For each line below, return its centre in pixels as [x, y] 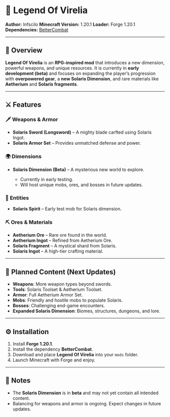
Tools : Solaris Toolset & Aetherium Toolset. [57, 289]
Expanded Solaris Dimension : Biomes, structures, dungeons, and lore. [86, 311]
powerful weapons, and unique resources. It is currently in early [72, 68]
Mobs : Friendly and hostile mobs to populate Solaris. [68, 300]
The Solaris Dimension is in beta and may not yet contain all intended [86, 393]
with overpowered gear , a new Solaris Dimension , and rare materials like [82, 78]
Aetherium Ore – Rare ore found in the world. [60, 235]
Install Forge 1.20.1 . [33, 344]
